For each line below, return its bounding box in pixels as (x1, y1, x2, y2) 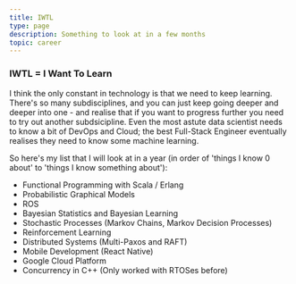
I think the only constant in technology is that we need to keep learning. (9, 88, 273, 98)
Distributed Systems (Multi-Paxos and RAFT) (21, 236, 188, 246)
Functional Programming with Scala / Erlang (21, 180, 184, 190)
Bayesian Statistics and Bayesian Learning (21, 207, 179, 219)
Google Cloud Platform (21, 255, 107, 266)
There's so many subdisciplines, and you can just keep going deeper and (9, 97, 279, 108)
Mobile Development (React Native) (21, 246, 154, 256)
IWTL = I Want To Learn (9, 68, 113, 80)
